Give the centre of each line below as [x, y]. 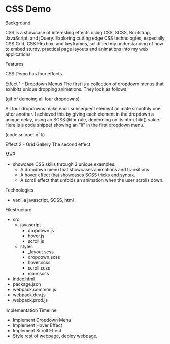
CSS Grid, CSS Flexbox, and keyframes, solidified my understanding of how [84, 43]
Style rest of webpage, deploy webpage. [55, 336]
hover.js [36, 236]
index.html [24, 279]
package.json [27, 284]
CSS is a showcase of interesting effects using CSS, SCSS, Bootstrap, [78, 32]
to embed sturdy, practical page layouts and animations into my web [77, 49]
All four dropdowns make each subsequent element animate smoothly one [83, 108]
